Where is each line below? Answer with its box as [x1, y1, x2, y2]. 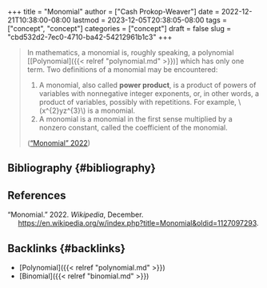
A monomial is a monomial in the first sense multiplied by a [38, 114, 233, 123]
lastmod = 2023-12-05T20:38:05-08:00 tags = [72, 15, 227, 25]
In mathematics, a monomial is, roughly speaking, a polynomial [26, 48, 234, 57]
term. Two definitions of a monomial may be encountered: [26, 65, 218, 74]
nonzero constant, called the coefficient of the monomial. [38, 123, 229, 132]
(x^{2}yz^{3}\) [38, 106, 86, 115]
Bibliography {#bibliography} [7, 162, 157, 175]
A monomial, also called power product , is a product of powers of [38, 80, 257, 90]
